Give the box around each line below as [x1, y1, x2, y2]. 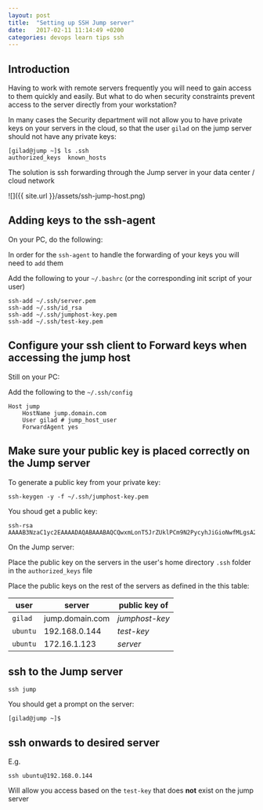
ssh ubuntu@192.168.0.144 [8, 772, 92, 780]
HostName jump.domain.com [22, 409, 107, 417]
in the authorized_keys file [8, 566, 93, 575]
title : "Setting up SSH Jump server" [8, 19, 135, 27]
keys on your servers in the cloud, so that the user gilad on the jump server [8, 123, 252, 133]
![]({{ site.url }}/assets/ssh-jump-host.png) [8, 192, 146, 201]
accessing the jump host [8, 351, 131, 365]
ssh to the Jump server [8, 665, 124, 678]
